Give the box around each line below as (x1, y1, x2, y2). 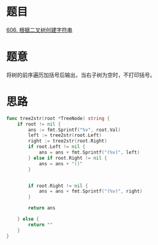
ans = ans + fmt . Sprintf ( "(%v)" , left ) (38, 149, 140, 155)
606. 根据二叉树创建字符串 (6, 26, 73, 34)
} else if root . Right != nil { (28, 155, 108, 161)
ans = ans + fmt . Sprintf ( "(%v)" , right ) (38, 188, 143, 194)
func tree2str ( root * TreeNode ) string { (6, 115, 111, 121)
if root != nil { (17, 121, 61, 127)
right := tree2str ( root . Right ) (28, 138, 108, 144)
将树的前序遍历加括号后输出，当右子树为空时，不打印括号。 (6, 71, 156, 79)
